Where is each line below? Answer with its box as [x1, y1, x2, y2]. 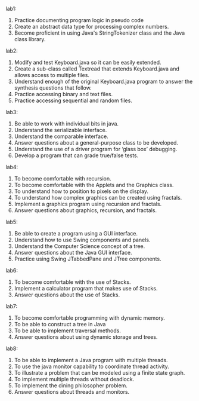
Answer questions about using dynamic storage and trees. [14, 333, 158, 340]
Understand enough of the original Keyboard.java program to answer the [14, 78, 193, 85]
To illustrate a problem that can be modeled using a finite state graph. [14, 369, 185, 376]
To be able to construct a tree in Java [14, 321, 106, 327]
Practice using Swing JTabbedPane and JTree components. [14, 255, 161, 262]
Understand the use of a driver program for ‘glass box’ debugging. [14, 146, 178, 152]
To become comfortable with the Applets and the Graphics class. [14, 182, 174, 188]
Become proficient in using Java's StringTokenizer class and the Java [14, 29, 185, 36]
